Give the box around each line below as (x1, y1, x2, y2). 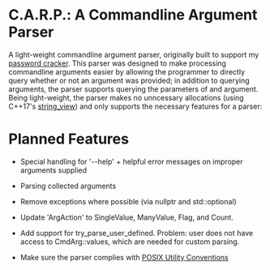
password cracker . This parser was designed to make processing (8, 58, 227, 68)
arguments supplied (19, 165, 88, 175)
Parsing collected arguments (19, 181, 117, 191)
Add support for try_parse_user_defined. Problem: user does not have (19, 228, 254, 238)
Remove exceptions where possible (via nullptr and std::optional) (19, 196, 237, 206)
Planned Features (8, 130, 130, 148)
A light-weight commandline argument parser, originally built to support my (8, 49, 259, 59)
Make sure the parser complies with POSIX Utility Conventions (19, 252, 229, 262)
